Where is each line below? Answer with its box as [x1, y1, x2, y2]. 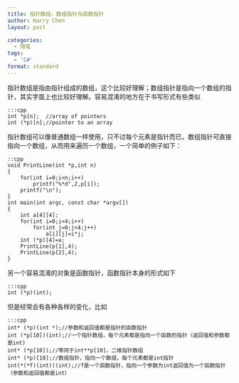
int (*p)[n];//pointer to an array [7, 119, 113, 126]
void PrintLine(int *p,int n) [7, 162, 97, 169]
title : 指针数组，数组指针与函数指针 [7, 10, 105, 18]
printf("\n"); [20, 187, 62, 194]
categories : [7, 36, 43, 43]
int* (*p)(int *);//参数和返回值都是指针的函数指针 [7, 324, 148, 331]
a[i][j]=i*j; [45, 230, 84, 237]
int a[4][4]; [20, 211, 59, 219]
